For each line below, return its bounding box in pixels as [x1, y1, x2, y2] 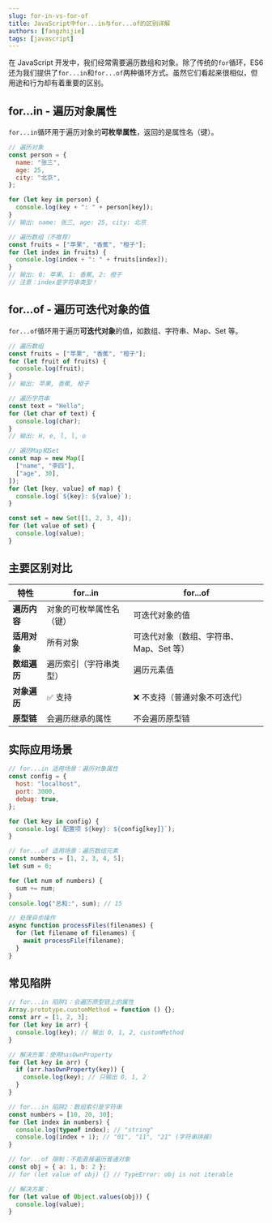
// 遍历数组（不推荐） [8, 233, 74, 241]
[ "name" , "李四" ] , [15, 462, 75, 470]
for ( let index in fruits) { [8, 248, 107, 256]
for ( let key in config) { [8, 817, 100, 825]
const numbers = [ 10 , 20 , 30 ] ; [8, 1110, 114, 1118]
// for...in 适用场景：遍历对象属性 [8, 764, 119, 773]
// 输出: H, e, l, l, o [8, 432, 87, 441]
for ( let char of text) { [8, 409, 96, 418]
